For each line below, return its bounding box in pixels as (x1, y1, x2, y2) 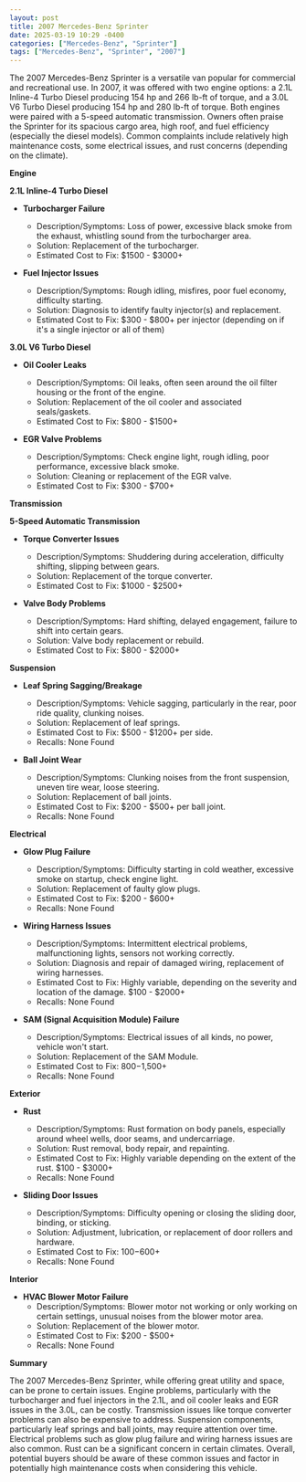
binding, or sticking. (36, 1217, 111, 1228)
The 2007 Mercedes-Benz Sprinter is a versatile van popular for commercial (9, 72, 297, 83)
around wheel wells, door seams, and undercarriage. (36, 1133, 236, 1144)
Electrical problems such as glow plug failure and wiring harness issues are (9, 1434, 293, 1445)
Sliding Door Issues (22, 1190, 99, 1201)
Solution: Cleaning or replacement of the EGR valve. (36, 471, 232, 482)
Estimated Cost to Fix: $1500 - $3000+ (36, 250, 184, 261)
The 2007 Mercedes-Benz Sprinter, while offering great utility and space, (9, 1375, 285, 1386)
